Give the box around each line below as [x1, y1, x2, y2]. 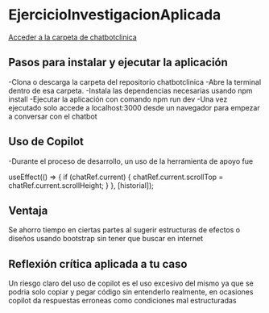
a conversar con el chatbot [8, 111, 98, 121]
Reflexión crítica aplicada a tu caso [8, 257, 188, 271]
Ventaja [8, 203, 48, 217]
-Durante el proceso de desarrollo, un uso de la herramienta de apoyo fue [8, 156, 254, 166]
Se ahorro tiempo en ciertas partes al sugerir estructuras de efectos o [8, 225, 240, 235]
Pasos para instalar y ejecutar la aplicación [8, 56, 228, 69]
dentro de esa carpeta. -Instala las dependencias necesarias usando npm [8, 86, 253, 95]
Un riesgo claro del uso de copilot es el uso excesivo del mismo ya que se [8, 278, 254, 288]
